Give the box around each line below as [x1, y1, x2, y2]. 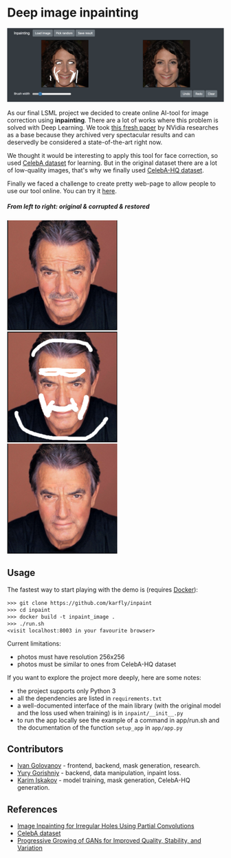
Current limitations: [7, 639, 61, 648]
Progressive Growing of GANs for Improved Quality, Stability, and [16, 837, 201, 845]
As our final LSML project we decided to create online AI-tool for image [7, 108, 209, 117]
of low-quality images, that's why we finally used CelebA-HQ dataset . [7, 166, 204, 174]
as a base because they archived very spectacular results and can [7, 130, 195, 139]
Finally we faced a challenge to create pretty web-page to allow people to [7, 179, 217, 188]
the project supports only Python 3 [16, 686, 116, 695]
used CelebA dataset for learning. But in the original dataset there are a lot [7, 159, 218, 167]
